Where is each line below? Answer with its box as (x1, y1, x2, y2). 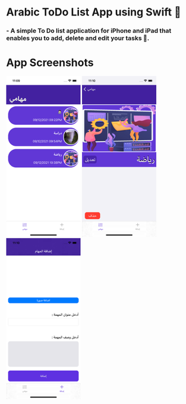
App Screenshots (6, 56, 94, 70)
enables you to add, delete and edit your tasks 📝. (6, 34, 150, 42)
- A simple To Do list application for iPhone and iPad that (6, 27, 172, 35)
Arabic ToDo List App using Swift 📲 (6, 5, 181, 19)
